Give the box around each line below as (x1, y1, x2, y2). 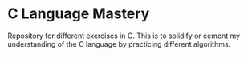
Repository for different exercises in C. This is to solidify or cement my (7, 31, 241, 40)
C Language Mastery (7, 5, 150, 23)
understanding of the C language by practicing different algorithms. (7, 39, 231, 48)
